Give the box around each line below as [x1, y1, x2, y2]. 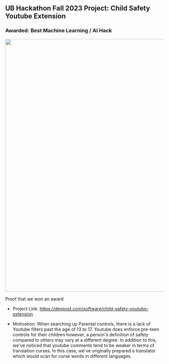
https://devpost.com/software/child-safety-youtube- [39, 305, 149, 311]
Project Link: [12, 305, 39, 311]
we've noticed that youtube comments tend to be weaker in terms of [12, 342, 155, 348]
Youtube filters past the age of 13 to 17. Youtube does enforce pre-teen [12, 326, 159, 332]
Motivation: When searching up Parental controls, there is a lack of [12, 321, 151, 327]
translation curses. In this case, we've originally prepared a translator [12, 347, 156, 353]
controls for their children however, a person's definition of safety [12, 331, 149, 338]
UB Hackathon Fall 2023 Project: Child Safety [5, 4, 150, 13]
